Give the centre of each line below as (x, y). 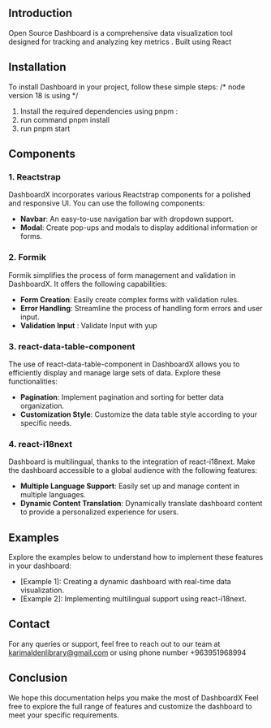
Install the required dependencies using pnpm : (99, 111)
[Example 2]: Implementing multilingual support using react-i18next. (133, 599)
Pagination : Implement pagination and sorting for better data (122, 396)
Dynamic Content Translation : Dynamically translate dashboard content (141, 504)
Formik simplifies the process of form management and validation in (122, 275)
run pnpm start (45, 128)
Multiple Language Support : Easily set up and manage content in (130, 486)
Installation (37, 67)
